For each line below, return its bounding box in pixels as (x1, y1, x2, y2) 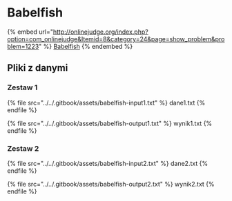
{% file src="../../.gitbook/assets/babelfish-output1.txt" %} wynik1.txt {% (7, 119, 213, 127)
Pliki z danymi (7, 62, 68, 74)
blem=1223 (7, 42, 39, 50)
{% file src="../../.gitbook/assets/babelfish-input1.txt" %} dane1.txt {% (7, 98, 206, 107)
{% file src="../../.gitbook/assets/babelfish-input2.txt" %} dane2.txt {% (7, 159, 209, 167)
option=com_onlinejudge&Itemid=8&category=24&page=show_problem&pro (7, 34, 225, 43)
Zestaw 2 (7, 143, 39, 153)
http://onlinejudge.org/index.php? (52, 28, 148, 36)
